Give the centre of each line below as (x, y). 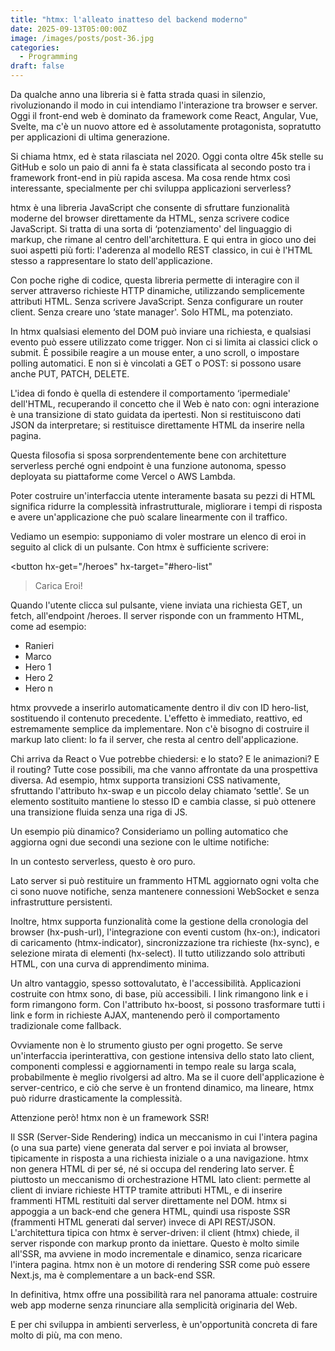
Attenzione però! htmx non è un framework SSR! (110, 1117)
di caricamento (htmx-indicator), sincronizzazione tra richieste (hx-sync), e (165, 942)
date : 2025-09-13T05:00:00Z (69, 29)
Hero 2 (39, 677)
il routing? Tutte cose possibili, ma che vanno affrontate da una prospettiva (164, 769)
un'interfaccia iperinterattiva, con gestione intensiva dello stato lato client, (162, 1055)
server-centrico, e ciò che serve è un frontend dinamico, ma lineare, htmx (162, 1087)
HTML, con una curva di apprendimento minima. (110, 964)
